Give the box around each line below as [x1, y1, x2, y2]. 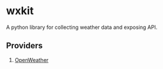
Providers [6, 41, 43, 51]
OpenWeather [14, 56, 49, 63]
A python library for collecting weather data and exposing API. [6, 24, 158, 31]
